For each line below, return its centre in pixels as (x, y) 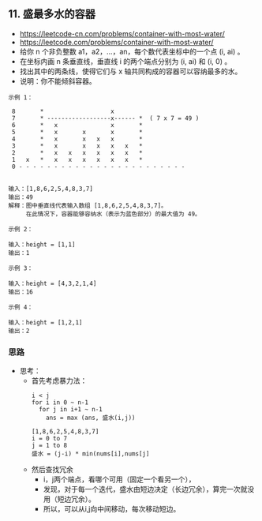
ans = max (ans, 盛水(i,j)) (91, 418)
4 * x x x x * (77, 139)
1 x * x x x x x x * (77, 159)
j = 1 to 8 (49, 446)
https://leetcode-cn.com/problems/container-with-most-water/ (122, 33)
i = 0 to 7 (49, 439)
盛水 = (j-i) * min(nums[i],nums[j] (90, 454)
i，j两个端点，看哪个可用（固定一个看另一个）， (119, 479)
